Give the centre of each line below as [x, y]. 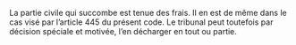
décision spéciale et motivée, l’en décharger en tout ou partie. [123, 31]
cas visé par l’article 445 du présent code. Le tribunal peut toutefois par [141, 22]
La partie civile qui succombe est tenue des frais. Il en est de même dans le [148, 13]
